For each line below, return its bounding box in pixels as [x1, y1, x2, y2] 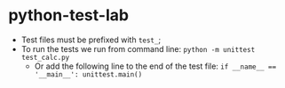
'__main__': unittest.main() [34, 70, 143, 79]
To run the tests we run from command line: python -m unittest [20, 43, 256, 54]
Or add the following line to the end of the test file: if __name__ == [34, 61, 277, 71]
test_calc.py [20, 53, 70, 62]
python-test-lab [8, 5, 130, 26]
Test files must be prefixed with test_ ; [20, 34, 162, 45]
